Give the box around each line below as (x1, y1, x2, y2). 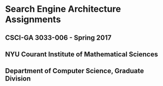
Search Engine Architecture (5, 3, 121, 15)
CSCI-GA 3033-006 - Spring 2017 (5, 33, 112, 42)
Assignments (5, 14, 61, 25)
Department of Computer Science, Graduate (5, 67, 144, 75)
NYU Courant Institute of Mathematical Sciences (5, 50, 158, 58)
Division (5, 75, 31, 83)
